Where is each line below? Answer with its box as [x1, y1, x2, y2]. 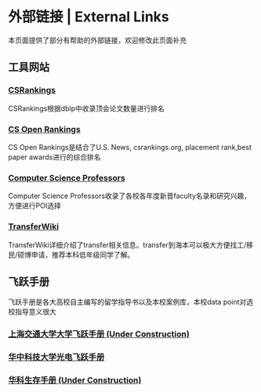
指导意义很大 [14, 307, 56, 317]
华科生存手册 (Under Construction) [8, 375, 142, 386]
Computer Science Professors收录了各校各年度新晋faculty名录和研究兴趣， [8, 191, 252, 201]
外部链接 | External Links [8, 8, 170, 26]
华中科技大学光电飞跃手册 [8, 352, 105, 363]
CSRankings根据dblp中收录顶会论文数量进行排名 [8, 104, 165, 113]
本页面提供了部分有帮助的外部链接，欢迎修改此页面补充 [8, 35, 187, 45]
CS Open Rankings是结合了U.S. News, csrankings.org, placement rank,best [8, 142, 252, 152]
